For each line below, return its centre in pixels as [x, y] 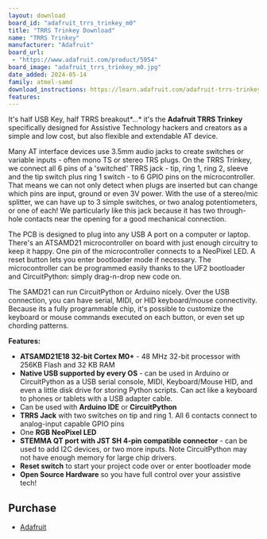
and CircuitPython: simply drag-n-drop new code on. [95, 277]
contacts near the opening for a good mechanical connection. [125, 219]
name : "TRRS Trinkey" [44, 38]
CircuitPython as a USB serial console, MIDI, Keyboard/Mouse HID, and [136, 382]
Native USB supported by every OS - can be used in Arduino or [124, 373]
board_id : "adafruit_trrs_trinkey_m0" [72, 23]
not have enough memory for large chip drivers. [98, 458]
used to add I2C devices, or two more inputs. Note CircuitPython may [133, 449]
